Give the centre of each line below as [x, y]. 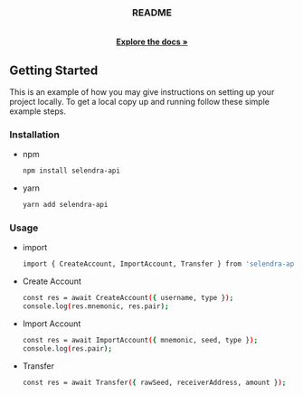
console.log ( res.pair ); [67, 348]
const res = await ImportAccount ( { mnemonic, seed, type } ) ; [140, 341]
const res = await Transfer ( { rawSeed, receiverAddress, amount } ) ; [154, 382]
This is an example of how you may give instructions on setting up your [142, 92]
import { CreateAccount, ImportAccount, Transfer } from [132, 264]
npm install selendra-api [71, 171]
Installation [35, 135]
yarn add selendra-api [65, 205]
